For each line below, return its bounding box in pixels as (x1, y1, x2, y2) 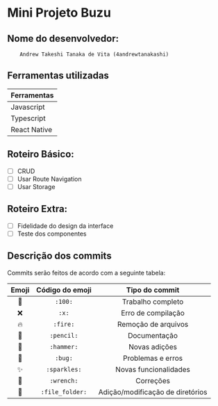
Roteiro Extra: (7, 203, 68, 215)
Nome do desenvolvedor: (7, 33, 119, 44)
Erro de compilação (121, 308, 185, 318)
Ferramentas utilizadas (7, 70, 110, 81)
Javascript (10, 102, 45, 112)
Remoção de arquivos (117, 319, 189, 329)
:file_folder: (40, 388, 87, 396)
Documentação (127, 330, 178, 340)
